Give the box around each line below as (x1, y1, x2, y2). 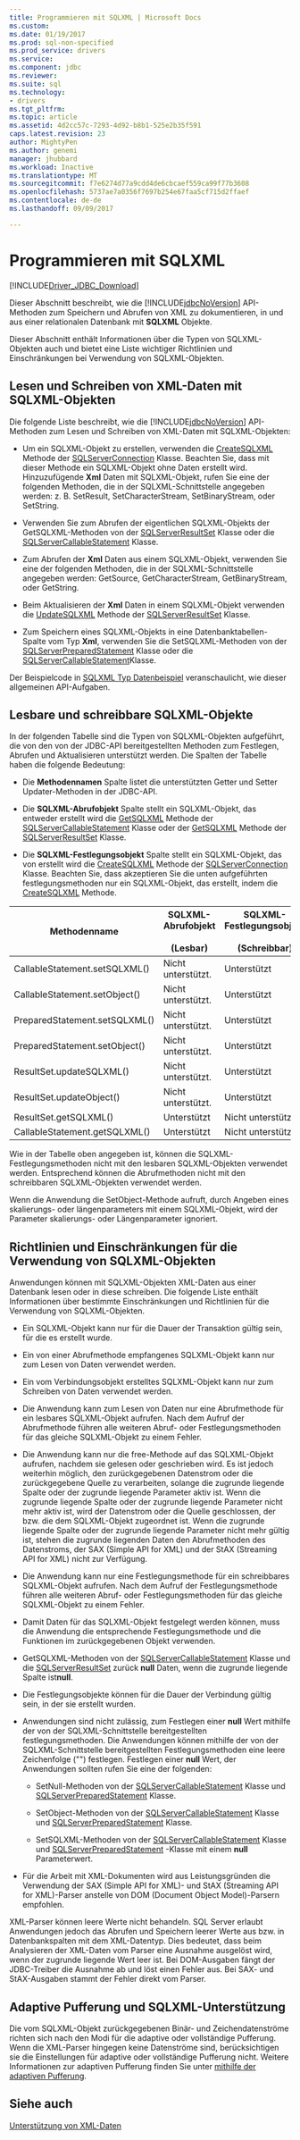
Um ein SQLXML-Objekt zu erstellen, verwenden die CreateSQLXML (21, 443, 274, 454)
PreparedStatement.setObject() (13, 1040, 146, 1053)
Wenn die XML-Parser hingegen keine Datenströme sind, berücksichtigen (9, 2042, 279, 2052)
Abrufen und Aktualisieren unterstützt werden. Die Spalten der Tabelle (9, 750, 268, 760)
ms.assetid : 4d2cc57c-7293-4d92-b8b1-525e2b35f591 (9, 122, 202, 130)
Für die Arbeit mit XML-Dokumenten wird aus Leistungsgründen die (21, 1871, 271, 1882)
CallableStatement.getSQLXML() (13, 1126, 151, 1138)
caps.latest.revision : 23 (9, 130, 105, 138)
